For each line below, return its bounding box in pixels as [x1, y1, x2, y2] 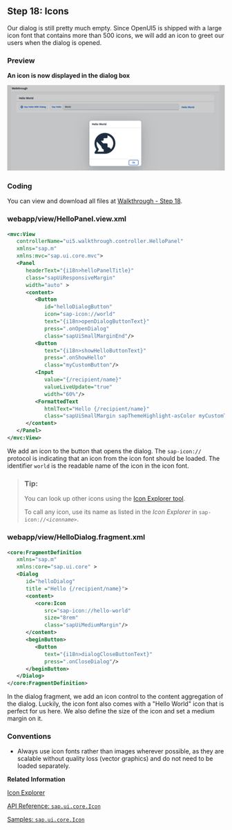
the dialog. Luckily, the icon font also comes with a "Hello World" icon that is [7, 700, 224, 708]
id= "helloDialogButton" [43, 304, 113, 310]
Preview [7, 55, 35, 65]
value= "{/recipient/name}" [43, 376, 122, 384]
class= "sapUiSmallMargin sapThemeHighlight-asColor [43, 413, 196, 419]
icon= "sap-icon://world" [43, 310, 116, 318]
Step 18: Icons [7, 6, 69, 17]
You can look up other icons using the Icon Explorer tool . [23, 495, 186, 503]
